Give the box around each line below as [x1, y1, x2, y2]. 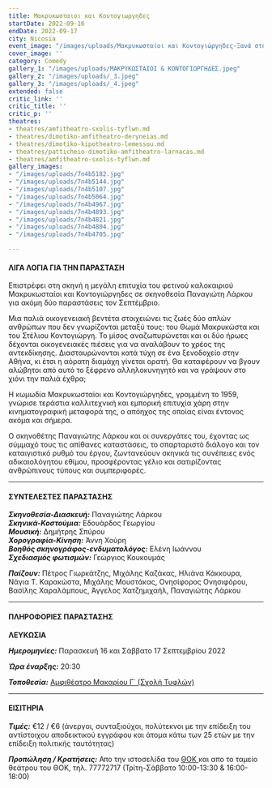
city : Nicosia [8, 34, 57, 43]
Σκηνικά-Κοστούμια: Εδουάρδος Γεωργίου [8, 518, 155, 528]
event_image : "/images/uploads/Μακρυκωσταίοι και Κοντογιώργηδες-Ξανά [8, 42, 252, 50]
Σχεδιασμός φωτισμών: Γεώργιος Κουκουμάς [8, 553, 166, 563]
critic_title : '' [8, 102, 67, 110]
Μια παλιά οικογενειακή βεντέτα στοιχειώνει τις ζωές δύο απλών [8, 314, 232, 323]
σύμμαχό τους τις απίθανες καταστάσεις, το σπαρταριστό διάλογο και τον [8, 439, 260, 450]
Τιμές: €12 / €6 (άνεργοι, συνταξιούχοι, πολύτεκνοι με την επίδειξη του [8, 721, 251, 730]
